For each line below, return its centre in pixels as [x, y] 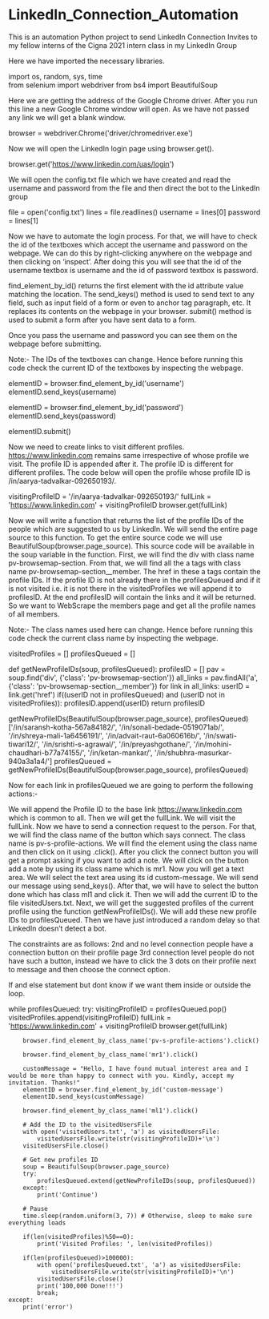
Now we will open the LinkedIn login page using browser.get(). [111, 148]
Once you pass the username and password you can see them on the [123, 335]
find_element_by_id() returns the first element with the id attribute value [126, 285]
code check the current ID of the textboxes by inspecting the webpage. [126, 368]
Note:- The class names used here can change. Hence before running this [131, 629]
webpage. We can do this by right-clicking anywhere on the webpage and [130, 253]
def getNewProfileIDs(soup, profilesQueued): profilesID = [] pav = [117, 669]
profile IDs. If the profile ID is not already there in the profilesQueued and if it [134, 580]
